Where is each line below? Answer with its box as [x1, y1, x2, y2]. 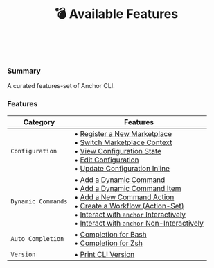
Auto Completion [10, 235, 64, 242]
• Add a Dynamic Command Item [73, 183, 181, 193]
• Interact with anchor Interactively [73, 210, 186, 219]
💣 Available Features [54, 6, 179, 22]
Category [23, 117, 55, 126]
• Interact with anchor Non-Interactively [73, 218, 204, 228]
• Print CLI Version [73, 249, 135, 259]
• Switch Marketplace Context [73, 137, 172, 147]
